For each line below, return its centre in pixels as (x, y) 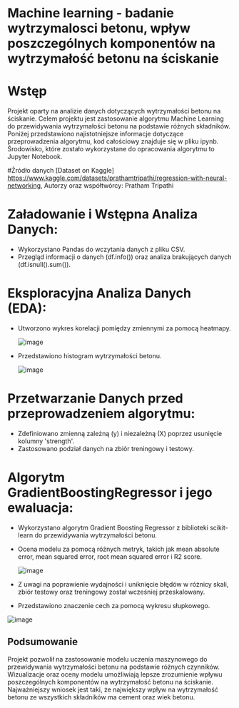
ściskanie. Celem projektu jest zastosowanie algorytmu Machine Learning (116, 118)
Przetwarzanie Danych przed (95, 399)
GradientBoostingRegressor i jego (110, 493)
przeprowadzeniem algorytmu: (101, 414)
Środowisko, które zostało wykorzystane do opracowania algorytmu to (111, 149)
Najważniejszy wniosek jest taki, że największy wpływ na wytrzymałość (113, 689)
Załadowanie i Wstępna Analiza (103, 214)
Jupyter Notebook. (35, 157)
